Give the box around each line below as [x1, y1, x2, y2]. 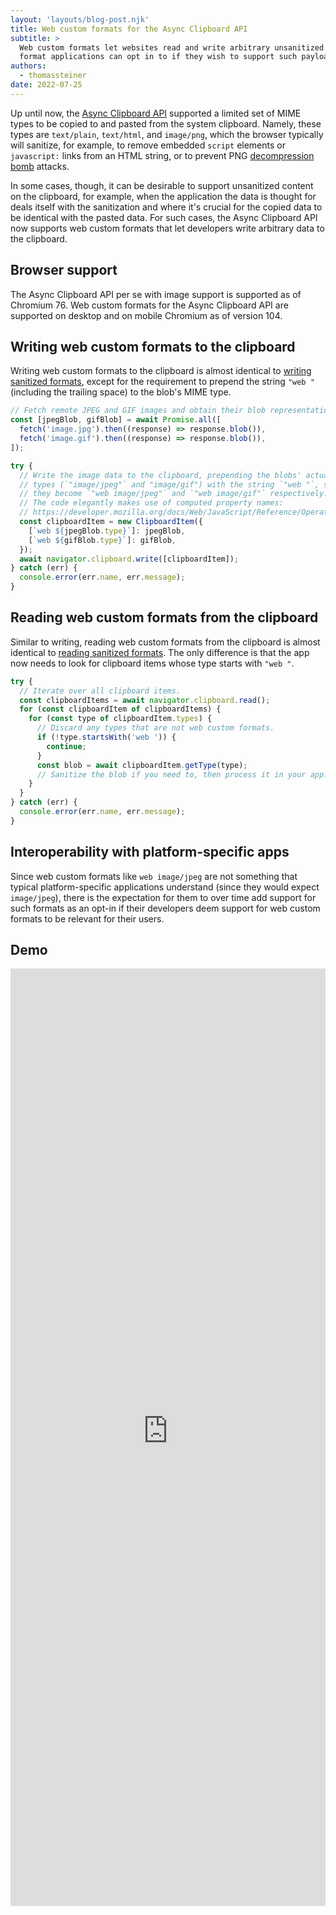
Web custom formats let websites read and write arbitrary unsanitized [19, 42, 325, 53]
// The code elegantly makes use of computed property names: [19, 498, 284, 508]
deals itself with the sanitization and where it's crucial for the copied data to [10, 201, 323, 213]
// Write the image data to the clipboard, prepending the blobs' [19, 470, 302, 480]
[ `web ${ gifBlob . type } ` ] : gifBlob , [28, 535, 177, 545]
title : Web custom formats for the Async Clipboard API [10, 24, 248, 34]
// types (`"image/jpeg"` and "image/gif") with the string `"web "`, [19, 479, 320, 490]
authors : [10, 61, 47, 71]
